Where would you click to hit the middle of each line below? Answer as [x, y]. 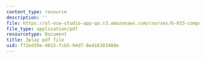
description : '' [27, 18]
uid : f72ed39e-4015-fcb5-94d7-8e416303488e [63, 46]
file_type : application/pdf [42, 29]
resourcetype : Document [37, 34]
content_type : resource [37, 12]
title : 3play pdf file [35, 40]
